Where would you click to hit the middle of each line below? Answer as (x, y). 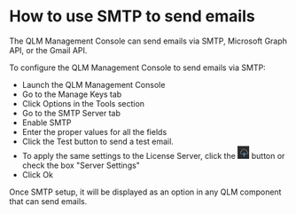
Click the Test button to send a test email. (98, 141)
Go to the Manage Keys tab (72, 94)
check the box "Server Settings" (81, 165)
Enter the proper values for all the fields (94, 131)
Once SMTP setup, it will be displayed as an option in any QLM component (145, 192)
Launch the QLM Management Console (93, 84)
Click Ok (37, 174)
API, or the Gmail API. (48, 50)
